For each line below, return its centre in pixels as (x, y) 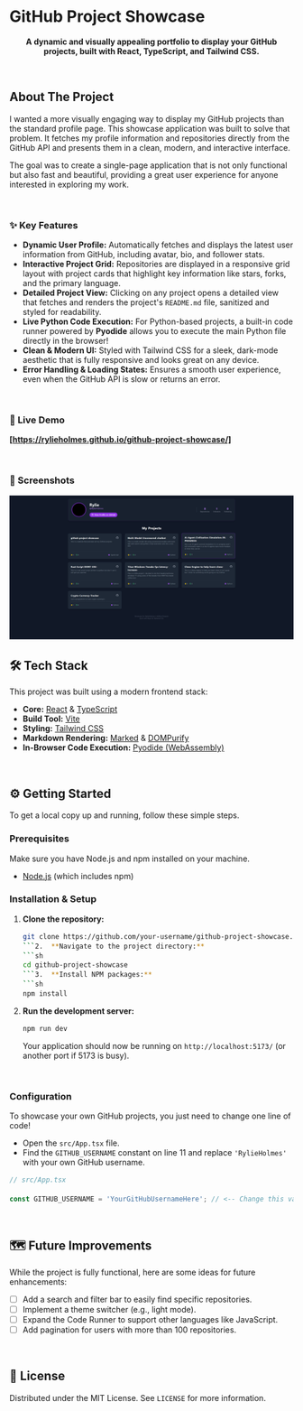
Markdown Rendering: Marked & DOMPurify (106, 738)
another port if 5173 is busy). (76, 1055)
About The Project (62, 97)
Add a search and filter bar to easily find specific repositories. (137, 1299)
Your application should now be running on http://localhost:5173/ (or (154, 1045)
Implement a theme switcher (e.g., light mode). (109, 1309)
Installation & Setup (53, 899)
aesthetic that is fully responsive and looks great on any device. (141, 360)
